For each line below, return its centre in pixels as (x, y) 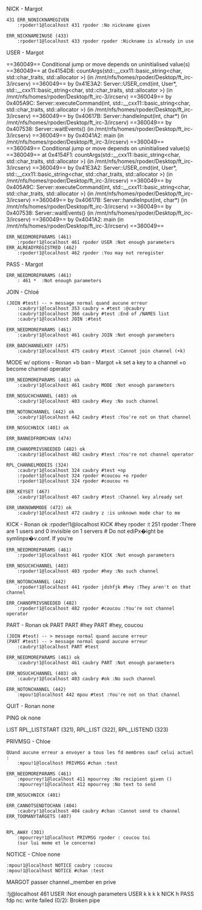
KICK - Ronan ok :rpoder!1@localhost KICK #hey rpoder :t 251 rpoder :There (101, 524)
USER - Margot (25, 52)
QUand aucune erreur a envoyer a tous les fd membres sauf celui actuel (100, 752)
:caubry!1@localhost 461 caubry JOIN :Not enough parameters (96, 335)
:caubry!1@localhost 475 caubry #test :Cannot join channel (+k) (102, 351)
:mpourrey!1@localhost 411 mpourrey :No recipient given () (95, 779)
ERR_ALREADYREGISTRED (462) (42, 248)
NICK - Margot (25, 9)
